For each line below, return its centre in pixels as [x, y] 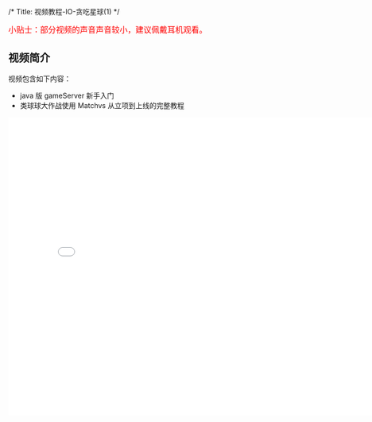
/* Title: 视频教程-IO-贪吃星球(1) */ [64, 12]
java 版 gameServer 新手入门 [67, 95]
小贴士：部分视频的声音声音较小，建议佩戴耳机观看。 [108, 30]
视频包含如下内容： [40, 79]
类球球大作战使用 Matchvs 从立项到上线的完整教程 [102, 105]
